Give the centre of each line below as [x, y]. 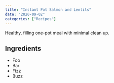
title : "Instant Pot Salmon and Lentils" [48, 10]
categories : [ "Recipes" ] [31, 19]
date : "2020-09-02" [25, 14]
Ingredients [23, 48]
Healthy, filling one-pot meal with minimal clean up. [57, 33]
